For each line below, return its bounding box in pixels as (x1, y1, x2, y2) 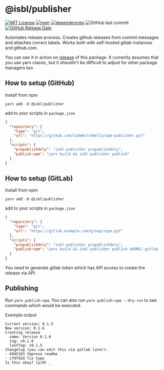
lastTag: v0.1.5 (9, 343, 42, 348)
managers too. (5, 65, 34, 71)
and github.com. (5, 45, 38, 51)
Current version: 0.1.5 (5, 321, 54, 326)
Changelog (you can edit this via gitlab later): (5, 347, 108, 352)
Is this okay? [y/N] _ (5, 360, 51, 365)
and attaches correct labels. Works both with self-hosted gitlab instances (5, 39, 153, 45)
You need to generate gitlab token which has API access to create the (5, 265, 145, 271)
